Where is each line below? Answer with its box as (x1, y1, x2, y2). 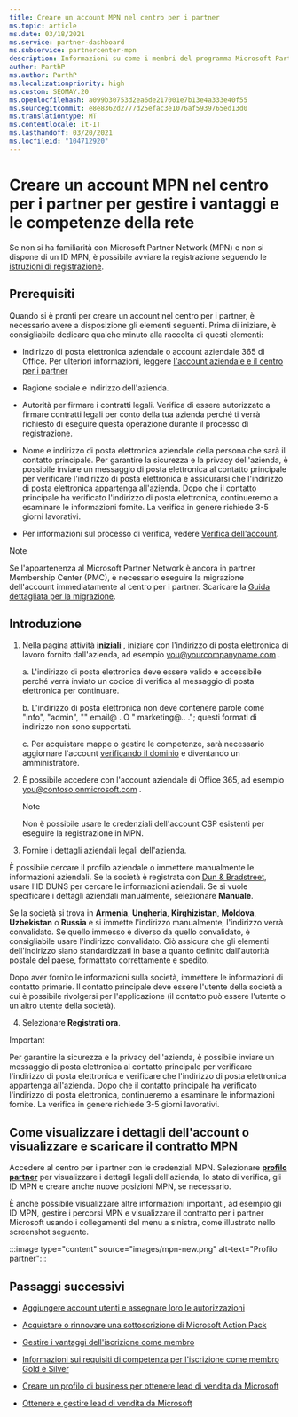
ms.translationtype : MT (9, 112, 98, 121)
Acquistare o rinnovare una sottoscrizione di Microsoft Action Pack (21, 1319, 268, 1330)
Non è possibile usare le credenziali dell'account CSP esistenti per (21, 818, 264, 830)
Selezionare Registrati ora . (21, 1018, 122, 1028)
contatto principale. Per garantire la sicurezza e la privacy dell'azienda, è (21, 454, 288, 465)
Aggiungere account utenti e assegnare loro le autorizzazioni (21, 1302, 246, 1313)
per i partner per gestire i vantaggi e (9, 193, 279, 214)
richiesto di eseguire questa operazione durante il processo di (21, 418, 249, 429)
